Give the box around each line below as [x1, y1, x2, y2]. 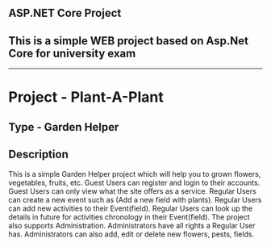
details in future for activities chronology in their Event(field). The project [8, 211, 250, 221]
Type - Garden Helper [8, 120, 119, 134]
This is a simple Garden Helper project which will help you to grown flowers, [8, 169, 261, 178]
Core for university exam [8, 46, 136, 60]
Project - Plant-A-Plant [8, 88, 164, 107]
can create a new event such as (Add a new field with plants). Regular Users [8, 195, 262, 204]
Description [8, 148, 69, 161]
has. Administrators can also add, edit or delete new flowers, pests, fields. [8, 229, 255, 239]
